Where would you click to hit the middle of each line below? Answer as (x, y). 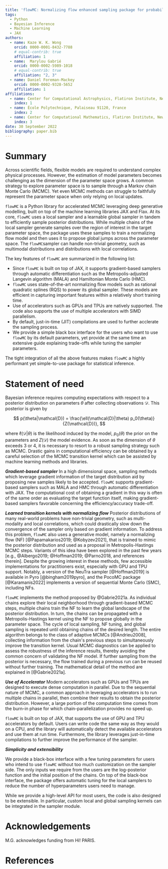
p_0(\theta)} (142, 418)
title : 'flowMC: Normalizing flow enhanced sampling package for (74, 10)
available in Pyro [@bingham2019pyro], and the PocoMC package (73, 577)
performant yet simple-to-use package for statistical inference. (70, 363)
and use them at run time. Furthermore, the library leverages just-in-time (80, 734)
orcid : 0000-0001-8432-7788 (43, 47)
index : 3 (23, 122)
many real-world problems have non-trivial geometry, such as (69, 519)
